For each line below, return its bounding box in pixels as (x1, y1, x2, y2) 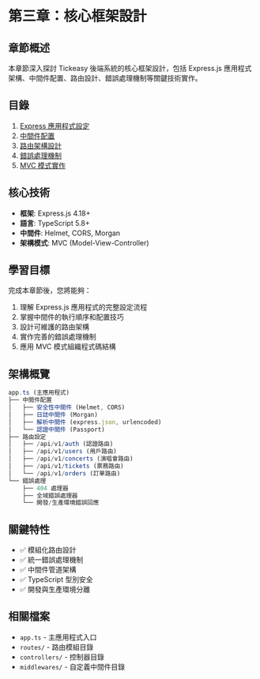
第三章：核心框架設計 (8, 7, 148, 25)
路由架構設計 (19, 141, 62, 150)
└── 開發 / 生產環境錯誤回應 (22, 499, 100, 507)
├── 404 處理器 (22, 484, 69, 492)
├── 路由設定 (8, 433, 47, 441)
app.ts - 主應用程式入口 (19, 632, 97, 642)
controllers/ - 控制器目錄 (19, 652, 105, 662)
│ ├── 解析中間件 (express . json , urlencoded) (8, 418, 162, 426)
